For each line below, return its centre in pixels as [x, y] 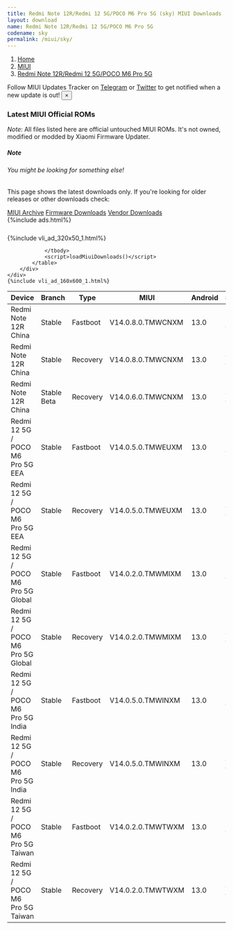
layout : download [32, 20]
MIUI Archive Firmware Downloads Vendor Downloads [85, 213]
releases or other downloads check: [59, 199]
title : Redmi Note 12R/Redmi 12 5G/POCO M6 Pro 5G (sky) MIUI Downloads [114, 14]
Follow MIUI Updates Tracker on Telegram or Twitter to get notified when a [114, 87]
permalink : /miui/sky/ [40, 40]
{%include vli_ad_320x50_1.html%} [57, 238]
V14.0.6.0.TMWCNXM [147, 397]
